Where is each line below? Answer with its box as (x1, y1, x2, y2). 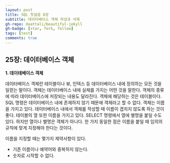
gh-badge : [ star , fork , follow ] (5, 26, 73, 31)
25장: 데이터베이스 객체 (5, 56, 74, 64)
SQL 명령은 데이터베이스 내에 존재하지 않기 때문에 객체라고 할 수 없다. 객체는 (5, 99, 156, 105)
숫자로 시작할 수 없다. (12, 152, 55, 158)
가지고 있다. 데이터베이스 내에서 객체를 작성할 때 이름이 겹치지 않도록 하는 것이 (10, 105, 164, 112)
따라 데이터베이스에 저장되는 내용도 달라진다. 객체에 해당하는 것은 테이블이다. (10, 93, 162, 99)
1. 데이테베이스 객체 (5, 70, 44, 76)
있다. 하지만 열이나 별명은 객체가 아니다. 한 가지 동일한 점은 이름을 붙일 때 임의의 (5, 118, 163, 124)
